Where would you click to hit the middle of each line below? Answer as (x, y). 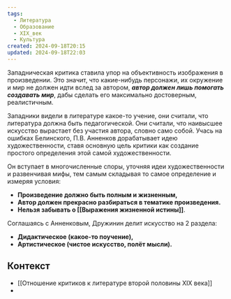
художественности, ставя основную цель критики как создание (103, 145)
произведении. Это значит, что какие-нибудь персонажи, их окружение (115, 80)
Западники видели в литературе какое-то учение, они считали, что (108, 115)
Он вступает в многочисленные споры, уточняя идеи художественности (116, 166)
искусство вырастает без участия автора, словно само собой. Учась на (115, 131)
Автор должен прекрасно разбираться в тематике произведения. (119, 202)
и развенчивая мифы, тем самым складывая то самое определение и (112, 174)
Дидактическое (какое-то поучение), (75, 236)
